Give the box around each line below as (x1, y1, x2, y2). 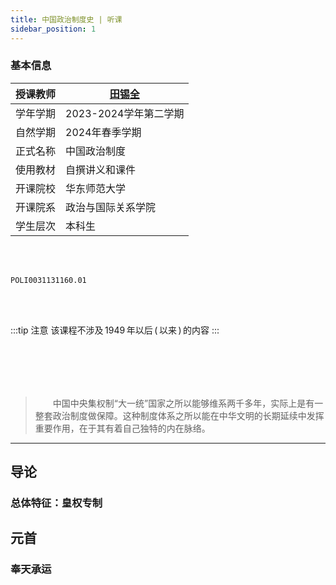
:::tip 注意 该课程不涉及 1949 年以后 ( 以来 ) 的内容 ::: (10, 324, 220, 336)
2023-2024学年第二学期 (65, 106, 185, 120)
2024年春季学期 (65, 125, 142, 139)
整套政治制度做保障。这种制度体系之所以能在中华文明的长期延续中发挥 (34, 409, 325, 421)
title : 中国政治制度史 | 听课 (10, 14, 123, 25)
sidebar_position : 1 (10, 24, 97, 34)
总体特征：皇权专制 (10, 496, 103, 510)
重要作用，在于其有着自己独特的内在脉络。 (34, 422, 211, 434)
